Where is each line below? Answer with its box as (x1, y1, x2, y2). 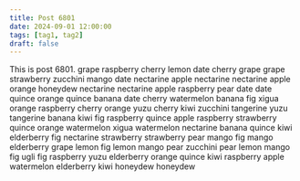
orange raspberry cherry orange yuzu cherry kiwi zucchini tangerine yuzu (9, 102, 289, 114)
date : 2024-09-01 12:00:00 (9, 22, 112, 31)
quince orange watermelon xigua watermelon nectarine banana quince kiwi (9, 122, 293, 133)
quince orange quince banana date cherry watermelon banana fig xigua (9, 93, 280, 104)
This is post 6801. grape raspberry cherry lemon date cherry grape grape (9, 64, 285, 75)
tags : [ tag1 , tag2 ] (9, 30, 84, 39)
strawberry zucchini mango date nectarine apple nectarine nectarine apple (9, 74, 292, 85)
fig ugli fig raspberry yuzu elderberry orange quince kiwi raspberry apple (9, 152, 284, 163)
